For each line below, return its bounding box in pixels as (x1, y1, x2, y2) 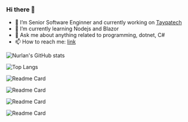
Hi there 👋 (6, 5, 36, 14)
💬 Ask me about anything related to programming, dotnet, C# (14, 32, 165, 39)
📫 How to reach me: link (14, 38, 76, 45)
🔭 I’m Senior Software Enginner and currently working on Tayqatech (14, 19, 182, 26)
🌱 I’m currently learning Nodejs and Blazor (14, 25, 119, 32)
